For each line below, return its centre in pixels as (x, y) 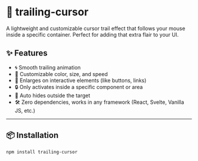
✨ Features (27, 53)
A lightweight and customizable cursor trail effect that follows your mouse (96, 28)
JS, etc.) (25, 110)
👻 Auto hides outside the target (52, 95)
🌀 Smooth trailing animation (48, 67)
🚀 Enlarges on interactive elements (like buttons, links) (80, 80)
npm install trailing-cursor (42, 152)
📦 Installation (32, 135)
